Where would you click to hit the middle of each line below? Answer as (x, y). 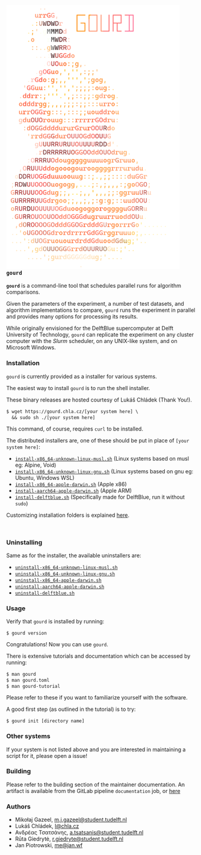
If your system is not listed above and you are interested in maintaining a (96, 749)
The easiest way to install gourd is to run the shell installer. (78, 388)
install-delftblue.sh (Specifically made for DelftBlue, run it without (100, 497)
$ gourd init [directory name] (45, 721)
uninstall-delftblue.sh (45, 593)
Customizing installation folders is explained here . (68, 515)
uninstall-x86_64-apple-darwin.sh (58, 580)
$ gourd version (26, 633)
